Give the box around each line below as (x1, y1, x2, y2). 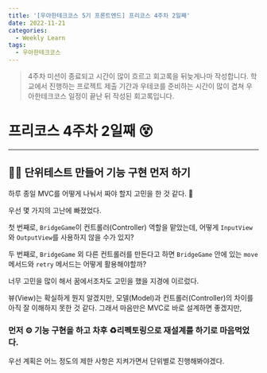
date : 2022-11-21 (8, 19, 66, 27)
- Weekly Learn (15, 33, 66, 42)
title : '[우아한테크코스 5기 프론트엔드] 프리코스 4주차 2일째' (8, 11, 191, 20)
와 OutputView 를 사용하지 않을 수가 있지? (8, 232, 135, 242)
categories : (8, 26, 48, 34)
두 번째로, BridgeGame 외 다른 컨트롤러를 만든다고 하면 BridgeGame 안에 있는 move (8, 249, 258, 258)
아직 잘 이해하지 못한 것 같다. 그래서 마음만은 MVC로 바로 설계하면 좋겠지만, (8, 303, 242, 313)
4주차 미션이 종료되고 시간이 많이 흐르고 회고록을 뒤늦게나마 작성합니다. (27, 72, 249, 80)
